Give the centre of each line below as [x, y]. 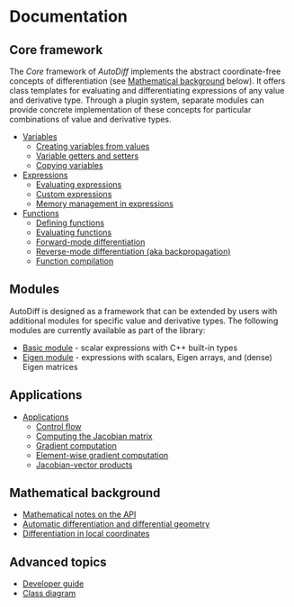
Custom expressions [74, 194]
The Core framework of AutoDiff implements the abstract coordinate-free [145, 71]
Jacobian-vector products [84, 465]
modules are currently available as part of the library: [107, 330]
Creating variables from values [93, 146]
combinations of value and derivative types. [91, 119]
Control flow [58, 426]
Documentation [69, 17]
